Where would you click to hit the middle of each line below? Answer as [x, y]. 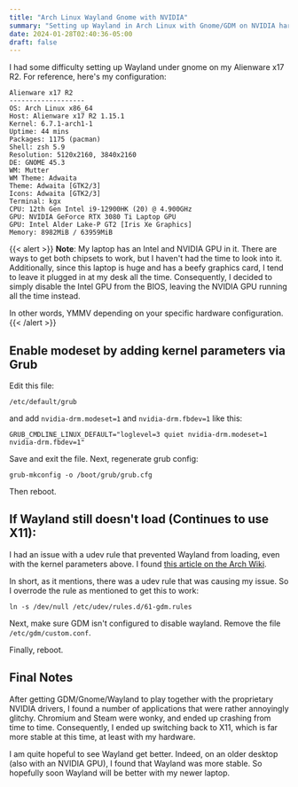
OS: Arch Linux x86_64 [51, 109]
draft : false [33, 42]
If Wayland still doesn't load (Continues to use [139, 519]
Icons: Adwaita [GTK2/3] [55, 194]
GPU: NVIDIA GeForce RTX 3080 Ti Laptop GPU [93, 217]
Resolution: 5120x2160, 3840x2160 [73, 155]
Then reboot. [33, 492]
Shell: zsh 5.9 [37, 147]
